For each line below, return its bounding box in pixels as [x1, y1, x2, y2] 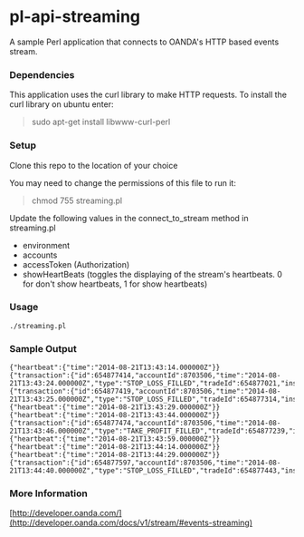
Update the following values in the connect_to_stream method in [9, 212, 249, 223]
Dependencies [9, 68, 75, 81]
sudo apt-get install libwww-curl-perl [31, 116, 171, 128]
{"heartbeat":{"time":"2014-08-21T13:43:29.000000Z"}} [9, 403, 221, 412]
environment [22, 239, 71, 250]
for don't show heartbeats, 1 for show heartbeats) [22, 278, 208, 289]
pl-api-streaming [9, 6, 141, 27]
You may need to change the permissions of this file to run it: [9, 177, 237, 188]
